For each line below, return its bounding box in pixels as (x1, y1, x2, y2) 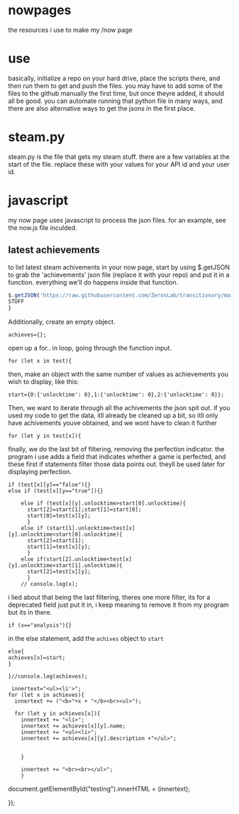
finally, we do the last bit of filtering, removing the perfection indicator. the (8, 445, 225, 453)
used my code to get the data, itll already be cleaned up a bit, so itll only (8, 411, 218, 420)
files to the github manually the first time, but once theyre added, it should (8, 89, 224, 97)
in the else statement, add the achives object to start (8, 634, 164, 643)
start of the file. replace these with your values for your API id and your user (8, 160, 230, 168)
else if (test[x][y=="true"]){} (8, 488, 104, 495)
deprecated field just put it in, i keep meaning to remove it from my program (8, 600, 229, 609)
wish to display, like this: (8, 378, 79, 386)
